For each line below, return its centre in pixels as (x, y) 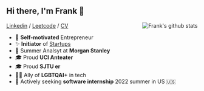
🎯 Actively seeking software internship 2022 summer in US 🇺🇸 (95, 81)
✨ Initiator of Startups (43, 43)
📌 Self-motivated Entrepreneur (54, 37)
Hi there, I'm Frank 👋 (46, 11)
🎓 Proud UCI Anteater (44, 57)
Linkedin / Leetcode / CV (37, 25)
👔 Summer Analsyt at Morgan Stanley (63, 50)
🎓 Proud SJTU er (38, 66)
